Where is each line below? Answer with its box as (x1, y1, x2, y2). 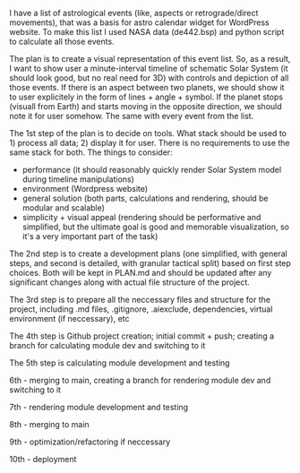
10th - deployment (9, 454, 77, 464)
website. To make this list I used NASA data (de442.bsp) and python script (9, 27, 285, 37)
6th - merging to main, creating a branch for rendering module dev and (9, 375, 271, 385)
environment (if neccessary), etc (9, 314, 130, 323)
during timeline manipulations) (21, 174, 134, 185)
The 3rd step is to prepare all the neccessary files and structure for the (9, 295, 271, 305)
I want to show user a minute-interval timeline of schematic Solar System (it (9, 63, 288, 73)
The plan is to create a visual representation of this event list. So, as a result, (9, 54, 291, 64)
